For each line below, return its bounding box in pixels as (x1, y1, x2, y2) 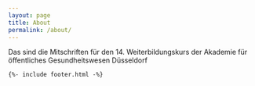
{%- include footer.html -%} (8, 71, 104, 79)
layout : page (8, 11, 51, 20)
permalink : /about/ (8, 26, 72, 34)
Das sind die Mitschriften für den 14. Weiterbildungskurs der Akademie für (8, 48, 248, 57)
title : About (8, 19, 51, 27)
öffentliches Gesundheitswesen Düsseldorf (8, 56, 148, 65)
